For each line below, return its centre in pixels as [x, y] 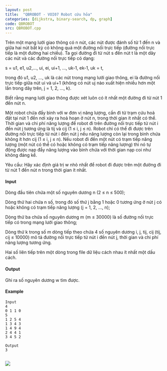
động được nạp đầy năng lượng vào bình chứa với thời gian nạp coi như [78, 150]
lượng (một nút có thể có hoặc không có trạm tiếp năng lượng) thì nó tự [78, 144]
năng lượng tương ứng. [29, 243]
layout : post [19, 10]
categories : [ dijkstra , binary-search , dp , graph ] [59, 19]
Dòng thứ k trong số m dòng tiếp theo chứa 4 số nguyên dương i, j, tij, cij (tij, [83, 232]
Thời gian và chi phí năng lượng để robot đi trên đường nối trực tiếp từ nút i [82, 124]
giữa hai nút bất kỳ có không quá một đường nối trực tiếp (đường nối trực [80, 48]
